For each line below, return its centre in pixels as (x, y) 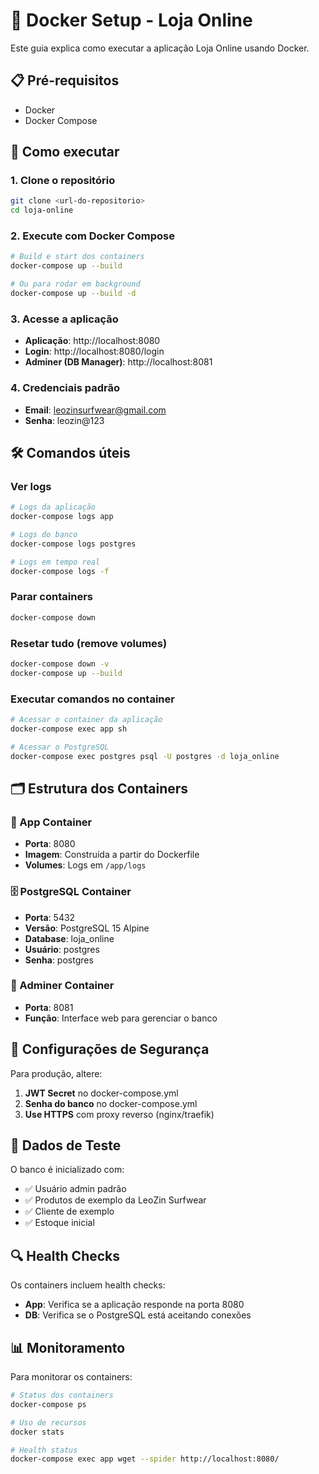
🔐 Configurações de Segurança (110, 1049)
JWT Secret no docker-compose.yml (101, 1093)
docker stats (37, 1432)
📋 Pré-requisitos (65, 80)
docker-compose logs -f (60, 571)
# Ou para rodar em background (75, 284)
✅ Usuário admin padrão (75, 1189)
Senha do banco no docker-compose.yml (111, 1103)
